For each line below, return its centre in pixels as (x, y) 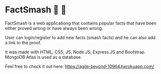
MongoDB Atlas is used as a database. (44, 57)
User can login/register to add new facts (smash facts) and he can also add (80, 37)
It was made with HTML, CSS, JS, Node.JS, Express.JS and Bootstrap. (75, 52)
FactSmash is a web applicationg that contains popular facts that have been (81, 23)
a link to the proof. (23, 42)
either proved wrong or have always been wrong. (54, 28)
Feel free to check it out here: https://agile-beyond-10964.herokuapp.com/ (80, 66)
